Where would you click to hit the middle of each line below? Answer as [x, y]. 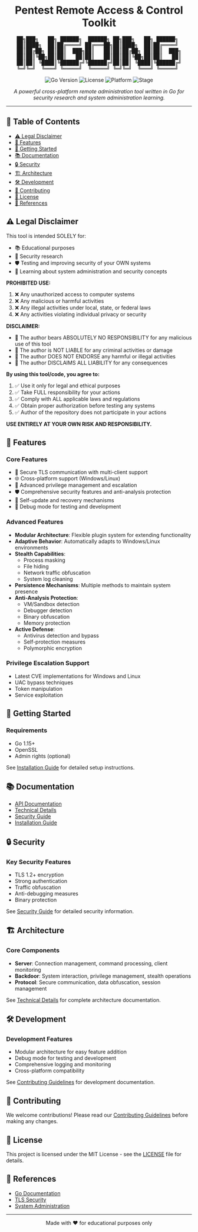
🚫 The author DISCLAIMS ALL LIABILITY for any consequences [91, 363]
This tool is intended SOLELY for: [46, 236]
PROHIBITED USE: [29, 283]
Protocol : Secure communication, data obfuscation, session [88, 982]
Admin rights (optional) [42, 756]
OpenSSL [26, 749]
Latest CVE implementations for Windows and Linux [77, 676]
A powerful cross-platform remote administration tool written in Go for [99, 91]
